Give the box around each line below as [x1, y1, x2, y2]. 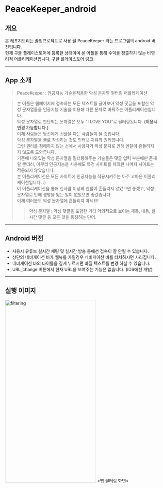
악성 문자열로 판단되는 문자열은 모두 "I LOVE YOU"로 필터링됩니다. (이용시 [16, 118, 158, 125]
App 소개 [5, 76, 32, 85]
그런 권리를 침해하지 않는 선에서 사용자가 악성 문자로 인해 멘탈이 [16, 143, 137, 149]
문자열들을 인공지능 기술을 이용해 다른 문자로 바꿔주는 [22, 106, 124, 112]
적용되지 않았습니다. [16, 167, 55, 173]
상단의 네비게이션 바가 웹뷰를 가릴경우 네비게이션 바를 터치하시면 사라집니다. [12, 254, 156, 260]
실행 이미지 [5, 287, 36, 295]
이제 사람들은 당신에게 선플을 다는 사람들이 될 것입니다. [16, 130, 121, 137]
